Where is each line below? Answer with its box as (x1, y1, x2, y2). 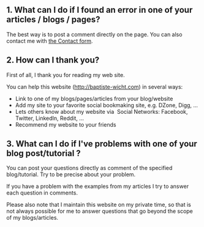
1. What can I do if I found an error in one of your (6, 5, 193, 15)
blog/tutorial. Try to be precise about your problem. (6, 171, 136, 178)
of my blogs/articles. (6, 214, 59, 221)
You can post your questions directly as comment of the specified (6, 165, 173, 172)
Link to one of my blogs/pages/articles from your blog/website (15, 95, 173, 102)
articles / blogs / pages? (6, 15, 100, 25)
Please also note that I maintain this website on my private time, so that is (6, 201, 191, 209)
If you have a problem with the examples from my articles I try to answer (6, 183, 189, 190)
